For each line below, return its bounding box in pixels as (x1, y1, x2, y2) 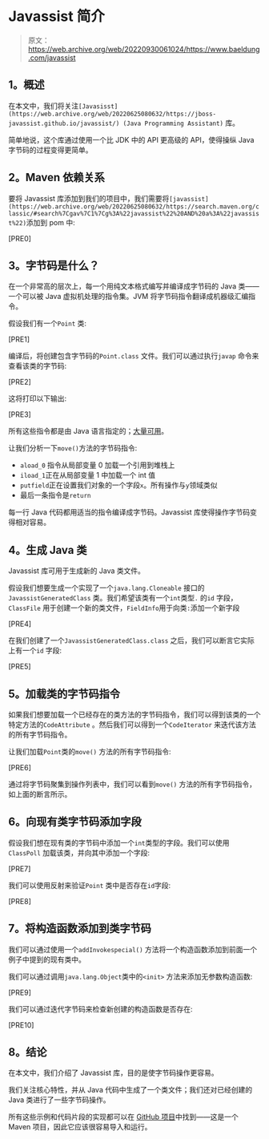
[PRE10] (8, 1020, 34, 1030)
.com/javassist (27, 53, 76, 63)
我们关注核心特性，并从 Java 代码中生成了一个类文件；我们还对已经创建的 (8, 1085, 253, 1095)
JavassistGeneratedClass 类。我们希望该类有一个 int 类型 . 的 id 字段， (8, 593, 238, 603)
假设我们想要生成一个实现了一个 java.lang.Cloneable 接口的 (8, 583, 205, 593)
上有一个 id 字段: (8, 646, 62, 656)
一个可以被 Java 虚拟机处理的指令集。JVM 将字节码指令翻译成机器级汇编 (8, 292, 249, 301)
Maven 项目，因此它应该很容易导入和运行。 (8, 1122, 152, 1132)
